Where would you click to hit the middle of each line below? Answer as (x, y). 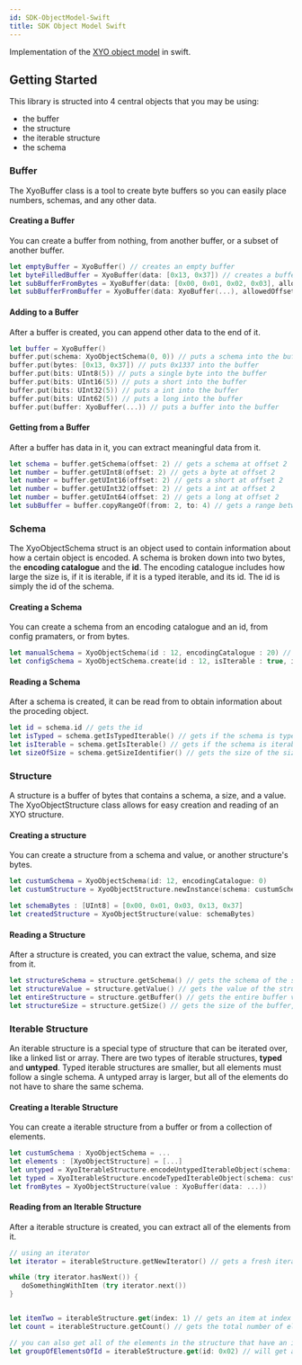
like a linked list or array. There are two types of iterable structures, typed (146, 1057)
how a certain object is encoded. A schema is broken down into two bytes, (147, 558)
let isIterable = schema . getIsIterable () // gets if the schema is (138, 745)
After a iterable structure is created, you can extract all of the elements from (150, 1227)
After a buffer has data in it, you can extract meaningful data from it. (135, 447)
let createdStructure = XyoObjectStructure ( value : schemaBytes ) (132, 914)
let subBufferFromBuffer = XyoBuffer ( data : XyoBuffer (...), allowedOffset (152, 292)
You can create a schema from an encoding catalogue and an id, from (138, 627)
